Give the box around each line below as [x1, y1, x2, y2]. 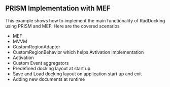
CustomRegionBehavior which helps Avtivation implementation [12, 49, 144, 55]
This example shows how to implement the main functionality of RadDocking [5, 17, 165, 23]
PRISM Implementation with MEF [5, 4, 111, 13]
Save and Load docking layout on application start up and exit [12, 71, 142, 77]
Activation [12, 54, 34, 61]
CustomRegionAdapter [12, 43, 60, 50]
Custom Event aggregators [12, 60, 69, 66]
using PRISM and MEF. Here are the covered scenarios [5, 23, 120, 29]
